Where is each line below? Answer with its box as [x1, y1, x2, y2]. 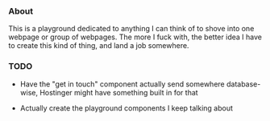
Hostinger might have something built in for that [39, 87, 199, 97]
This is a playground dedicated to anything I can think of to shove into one [8, 24, 255, 34]
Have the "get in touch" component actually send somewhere [19, 79, 226, 89]
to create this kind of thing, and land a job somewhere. [8, 41, 189, 50]
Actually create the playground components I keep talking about [19, 103, 234, 113]
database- [226, 79, 261, 89]
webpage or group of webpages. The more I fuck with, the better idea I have [8, 32, 262, 42]
